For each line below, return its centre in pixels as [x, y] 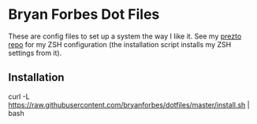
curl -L [19, 97]
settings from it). [35, 53]
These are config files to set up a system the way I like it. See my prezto [125, 36]
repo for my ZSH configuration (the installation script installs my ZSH [120, 44]
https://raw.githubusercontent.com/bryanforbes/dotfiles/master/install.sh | [129, 104]
